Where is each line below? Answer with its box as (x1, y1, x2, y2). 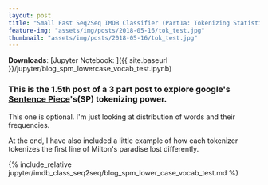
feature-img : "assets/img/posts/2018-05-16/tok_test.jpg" (8, 26, 205, 34)
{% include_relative (8, 160, 72, 169)
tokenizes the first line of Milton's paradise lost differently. (8, 144, 199, 153)
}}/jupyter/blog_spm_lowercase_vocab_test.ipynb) (8, 64, 172, 74)
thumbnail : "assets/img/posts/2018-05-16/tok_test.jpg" (8, 33, 198, 42)
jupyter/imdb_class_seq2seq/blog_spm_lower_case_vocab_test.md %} (8, 168, 239, 177)
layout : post (8, 11, 52, 20)
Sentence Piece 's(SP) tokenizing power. (8, 94, 167, 105)
